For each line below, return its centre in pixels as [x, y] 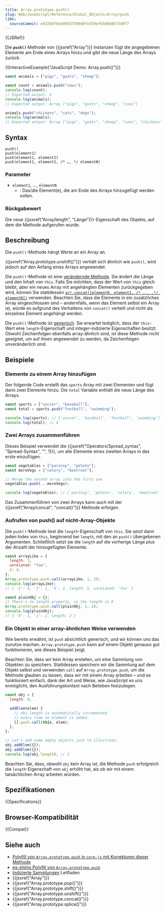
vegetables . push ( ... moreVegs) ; [37, 484]
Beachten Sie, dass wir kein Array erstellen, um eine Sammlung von [74, 660]
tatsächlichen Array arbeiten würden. [43, 774]
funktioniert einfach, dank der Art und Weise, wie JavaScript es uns [74, 680]
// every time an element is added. [52, 718]
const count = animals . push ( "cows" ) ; [44, 86]
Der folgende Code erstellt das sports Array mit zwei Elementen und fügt [80, 385]
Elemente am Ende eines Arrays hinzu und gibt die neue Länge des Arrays [81, 53]
